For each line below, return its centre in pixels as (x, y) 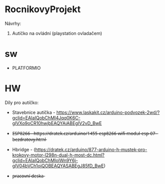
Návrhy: (13, 23)
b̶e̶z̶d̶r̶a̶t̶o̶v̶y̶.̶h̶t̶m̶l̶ (29, 139)
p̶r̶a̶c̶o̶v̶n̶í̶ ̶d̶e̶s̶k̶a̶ (28, 176)
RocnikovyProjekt (43, 9)
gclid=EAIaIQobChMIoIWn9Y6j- (45, 160)
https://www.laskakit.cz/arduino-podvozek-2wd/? (108, 112)
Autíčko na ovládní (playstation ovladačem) (57, 33)
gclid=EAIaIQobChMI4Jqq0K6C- (46, 117)
